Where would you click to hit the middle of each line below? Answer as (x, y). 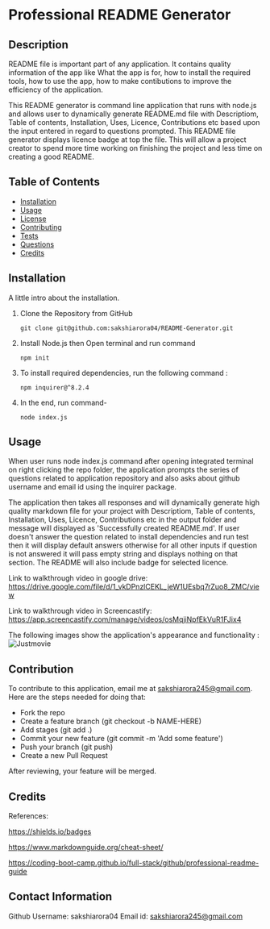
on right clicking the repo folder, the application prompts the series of (124, 470)
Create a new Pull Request (64, 756)
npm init (35, 358)
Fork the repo (43, 713)
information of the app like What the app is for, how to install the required (130, 73)
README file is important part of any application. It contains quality (120, 64)
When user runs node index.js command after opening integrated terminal (131, 461)
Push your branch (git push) (66, 747)
